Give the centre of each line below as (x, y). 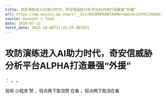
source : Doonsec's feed (30, 19)
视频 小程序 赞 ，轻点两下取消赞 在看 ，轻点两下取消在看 (62, 91)
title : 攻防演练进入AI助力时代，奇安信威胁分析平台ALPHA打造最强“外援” (71, 10)
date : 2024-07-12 (23, 23)
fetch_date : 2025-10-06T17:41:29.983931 (47, 28)
